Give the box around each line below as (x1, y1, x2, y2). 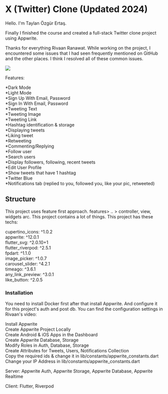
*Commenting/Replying (5, 143, 54, 149)
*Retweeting (5, 138, 32, 144)
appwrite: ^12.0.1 (5, 234, 39, 240)
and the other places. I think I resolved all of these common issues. (5, 55, 143, 61)
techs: (5, 219, 19, 225)
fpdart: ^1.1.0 (5, 250, 31, 256)
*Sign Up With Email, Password (5, 95, 71, 101)
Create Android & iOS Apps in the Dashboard (5, 332, 98, 338)
